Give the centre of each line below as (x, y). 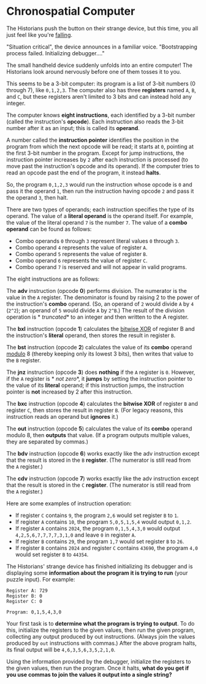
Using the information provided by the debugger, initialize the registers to (99, 661)
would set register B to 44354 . (52, 554)
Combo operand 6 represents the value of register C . (81, 260)
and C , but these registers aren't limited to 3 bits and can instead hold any (99, 96)
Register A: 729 (27, 591)
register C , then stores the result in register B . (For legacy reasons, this (95, 410)
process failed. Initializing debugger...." (55, 53)
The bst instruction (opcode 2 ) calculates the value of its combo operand (99, 347)
